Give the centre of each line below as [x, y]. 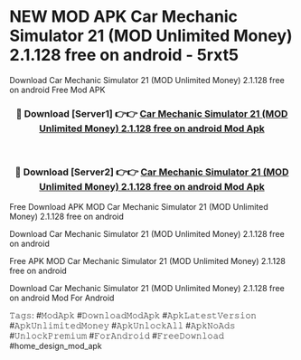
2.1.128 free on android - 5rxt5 [124, 55]
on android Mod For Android [62, 298]
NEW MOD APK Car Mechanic [123, 17]
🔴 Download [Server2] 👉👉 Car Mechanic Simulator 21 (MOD [152, 172]
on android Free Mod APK [57, 90]
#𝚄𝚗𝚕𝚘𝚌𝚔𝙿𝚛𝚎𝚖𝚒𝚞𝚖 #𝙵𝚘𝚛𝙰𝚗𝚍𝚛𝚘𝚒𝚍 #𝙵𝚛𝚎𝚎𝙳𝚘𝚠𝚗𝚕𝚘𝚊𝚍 [117, 336]
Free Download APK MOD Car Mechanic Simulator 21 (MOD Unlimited [139, 206]
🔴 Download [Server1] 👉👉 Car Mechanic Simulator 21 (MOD [152, 113]
